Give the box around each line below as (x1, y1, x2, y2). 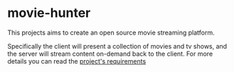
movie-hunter (7, 5, 91, 21)
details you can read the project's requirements (7, 56, 147, 65)
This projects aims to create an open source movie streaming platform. (7, 28, 215, 37)
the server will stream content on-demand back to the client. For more (7, 49, 213, 58)
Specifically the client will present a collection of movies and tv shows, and (7, 42, 228, 50)
